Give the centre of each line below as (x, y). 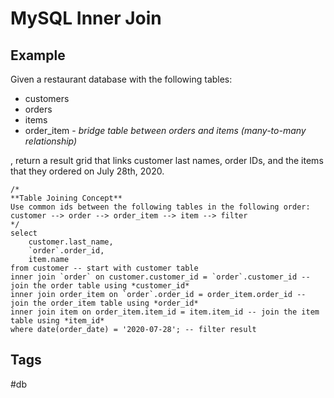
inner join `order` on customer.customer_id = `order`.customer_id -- (160, 277)
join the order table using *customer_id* (100, 286)
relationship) (51, 141)
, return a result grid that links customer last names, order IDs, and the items (167, 160)
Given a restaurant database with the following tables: (121, 79)
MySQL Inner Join (86, 18)
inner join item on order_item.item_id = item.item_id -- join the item (165, 312)
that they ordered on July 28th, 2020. (87, 171)
